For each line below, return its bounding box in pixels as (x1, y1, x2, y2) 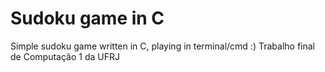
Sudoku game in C (10, 7, 165, 30)
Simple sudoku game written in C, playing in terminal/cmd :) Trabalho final (10, 40, 315, 52)
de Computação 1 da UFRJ (10, 50, 120, 62)
